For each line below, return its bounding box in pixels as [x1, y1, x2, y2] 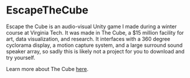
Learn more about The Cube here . [6, 65, 89, 72]
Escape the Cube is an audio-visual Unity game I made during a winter [6, 23, 177, 30]
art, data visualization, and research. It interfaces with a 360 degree [6, 35, 171, 42]
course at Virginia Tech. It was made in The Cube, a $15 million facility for [6, 29, 184, 36]
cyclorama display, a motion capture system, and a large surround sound [6, 42, 183, 49]
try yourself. [6, 54, 35, 61]
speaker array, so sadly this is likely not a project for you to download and [6, 48, 185, 55]
